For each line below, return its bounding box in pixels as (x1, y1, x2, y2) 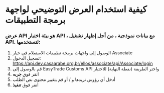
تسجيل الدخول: (12, 55, 41, 61)
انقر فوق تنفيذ (12, 82, 39, 88)
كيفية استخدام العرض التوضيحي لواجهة (5, 4, 147, 15)
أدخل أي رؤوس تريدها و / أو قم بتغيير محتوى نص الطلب (12, 76, 115, 82)
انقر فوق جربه (12, 71, 39, 77)
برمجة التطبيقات (5, 14, 66, 26)
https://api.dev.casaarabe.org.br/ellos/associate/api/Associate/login (12, 60, 153, 66)
